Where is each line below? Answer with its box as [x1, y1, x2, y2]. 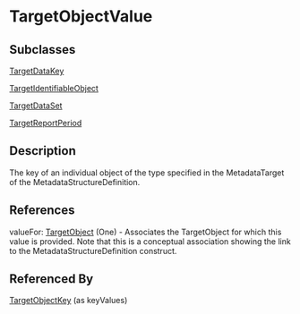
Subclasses [9, 42, 76, 57]
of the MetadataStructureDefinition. [9, 176, 141, 187]
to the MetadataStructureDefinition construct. [9, 245, 177, 256]
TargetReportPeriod [9, 118, 82, 128]
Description [9, 143, 76, 158]
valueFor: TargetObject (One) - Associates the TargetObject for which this [9, 226, 282, 237]
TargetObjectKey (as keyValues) [9, 295, 128, 306]
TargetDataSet [9, 100, 63, 111]
